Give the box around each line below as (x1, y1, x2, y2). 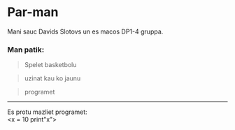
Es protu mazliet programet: (7, 108, 87, 116)
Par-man (7, 4, 59, 20)
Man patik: (7, 45, 45, 55)
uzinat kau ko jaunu (24, 74, 81, 82)
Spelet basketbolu (24, 61, 77, 69)
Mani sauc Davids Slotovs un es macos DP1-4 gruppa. (7, 27, 164, 36)
